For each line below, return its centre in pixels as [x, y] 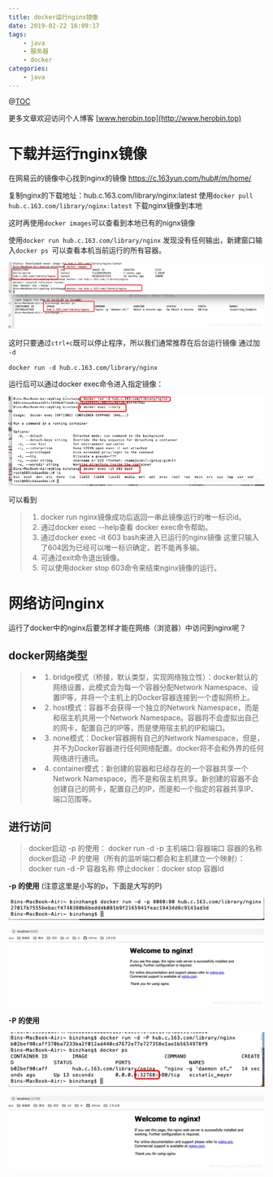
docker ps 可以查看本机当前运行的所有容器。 [91, 250]
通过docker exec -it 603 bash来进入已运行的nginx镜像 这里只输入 [150, 537]
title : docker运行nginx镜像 [54, 17]
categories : [28, 69]
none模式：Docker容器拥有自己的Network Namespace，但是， [158, 738]
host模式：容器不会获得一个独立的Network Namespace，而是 [156, 707]
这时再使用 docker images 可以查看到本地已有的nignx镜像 [102, 223]
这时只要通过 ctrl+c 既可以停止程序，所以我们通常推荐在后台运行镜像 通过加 [134, 343]
